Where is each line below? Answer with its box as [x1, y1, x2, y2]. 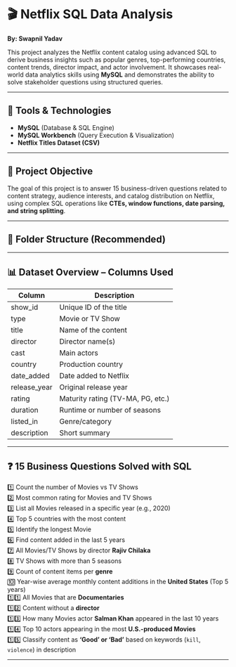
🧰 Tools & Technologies [7, 105, 112, 117]
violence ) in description [7, 645, 77, 654]
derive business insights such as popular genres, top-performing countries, [7, 55, 226, 64]
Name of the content [59, 325, 128, 335]
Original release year [59, 382, 128, 392]
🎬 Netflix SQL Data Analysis [7, 6, 173, 22]
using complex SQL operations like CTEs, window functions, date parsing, [7, 199, 225, 207]
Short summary [59, 428, 110, 438]
